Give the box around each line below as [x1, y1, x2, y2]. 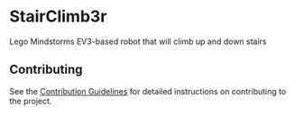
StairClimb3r [9, 6, 107, 27]
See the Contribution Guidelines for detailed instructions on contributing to [9, 85, 287, 96]
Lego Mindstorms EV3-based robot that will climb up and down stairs [9, 36, 268, 47]
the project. [9, 95, 52, 106]
